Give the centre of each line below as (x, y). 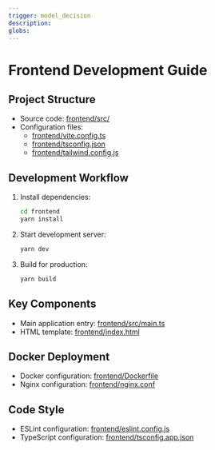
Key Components (52, 304)
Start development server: (63, 234)
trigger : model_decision (50, 16)
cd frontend (40, 212)
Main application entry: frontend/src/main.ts (92, 323)
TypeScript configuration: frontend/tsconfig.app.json (107, 437)
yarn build (38, 279)
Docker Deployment (59, 356)
